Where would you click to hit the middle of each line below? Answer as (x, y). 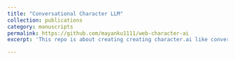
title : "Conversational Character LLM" (65, 14)
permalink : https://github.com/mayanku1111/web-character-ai (98, 33)
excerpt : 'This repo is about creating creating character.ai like (108, 40)
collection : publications (45, 20)
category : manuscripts (40, 27)
